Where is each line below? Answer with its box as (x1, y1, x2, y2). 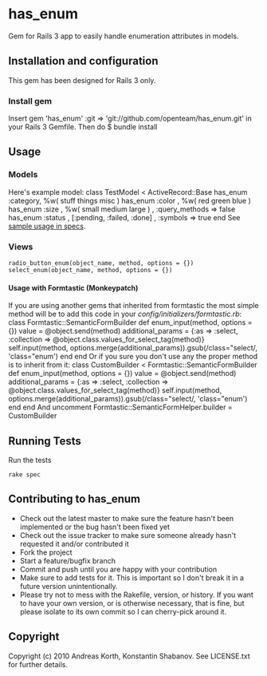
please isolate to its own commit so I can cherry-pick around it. (19, 607, 227, 616)
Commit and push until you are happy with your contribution (19, 564, 218, 574)
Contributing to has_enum (8, 492, 141, 506)
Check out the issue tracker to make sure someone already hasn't (19, 530, 237, 540)
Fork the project (19, 548, 73, 557)
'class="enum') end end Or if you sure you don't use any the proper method (8, 352, 257, 362)
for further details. (8, 659, 68, 669)
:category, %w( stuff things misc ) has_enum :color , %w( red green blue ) (8, 196, 251, 205)
